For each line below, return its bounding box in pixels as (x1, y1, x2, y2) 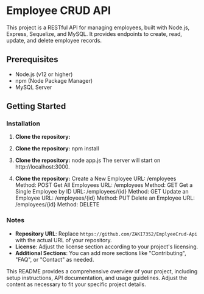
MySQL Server (15, 83, 52, 91)
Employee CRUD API (6, 4, 111, 18)
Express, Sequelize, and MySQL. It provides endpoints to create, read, (6, 30, 183, 37)
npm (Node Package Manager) (15, 77, 93, 84)
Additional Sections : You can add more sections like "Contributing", (15, 249, 187, 256)
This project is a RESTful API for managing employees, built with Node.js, (6, 24, 190, 31)
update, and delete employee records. (6, 37, 102, 44)
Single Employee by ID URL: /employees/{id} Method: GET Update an (15, 188, 189, 195)
